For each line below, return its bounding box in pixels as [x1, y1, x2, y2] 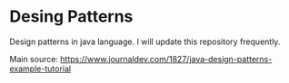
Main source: [9, 53, 59, 64]
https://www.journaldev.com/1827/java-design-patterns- [60, 53, 273, 64]
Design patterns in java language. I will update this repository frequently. [9, 36, 281, 47]
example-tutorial [9, 63, 71, 74]
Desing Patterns [9, 6, 134, 27]
